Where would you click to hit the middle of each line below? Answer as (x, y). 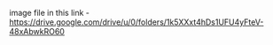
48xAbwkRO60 (37, 31)
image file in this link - (50, 13)
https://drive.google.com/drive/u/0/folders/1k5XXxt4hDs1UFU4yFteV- (136, 22)
